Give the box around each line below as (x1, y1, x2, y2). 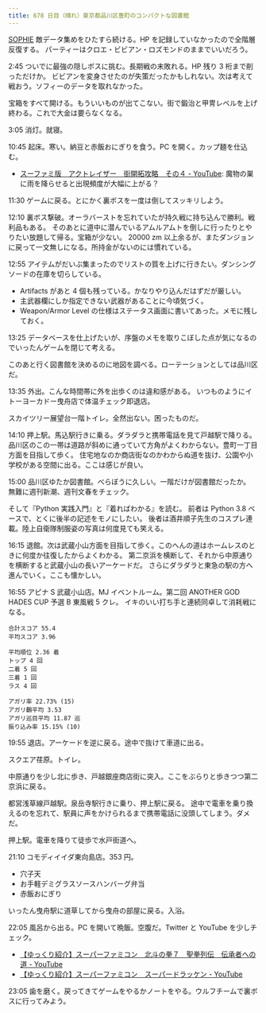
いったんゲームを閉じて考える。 (14, 343, 120, 352)
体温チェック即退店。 (84, 396, 155, 406)
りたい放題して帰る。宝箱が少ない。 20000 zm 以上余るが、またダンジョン (8, 232, 254, 242)
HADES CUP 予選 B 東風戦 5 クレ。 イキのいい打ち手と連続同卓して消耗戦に (8, 597, 256, 607)
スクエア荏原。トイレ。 (8, 755, 85, 764)
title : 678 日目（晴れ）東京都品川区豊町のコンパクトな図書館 (8, 11, 190, 20)
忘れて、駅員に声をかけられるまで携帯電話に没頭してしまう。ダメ (35, 808, 250, 817)
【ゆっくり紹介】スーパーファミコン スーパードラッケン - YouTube (19, 969, 243, 979)
